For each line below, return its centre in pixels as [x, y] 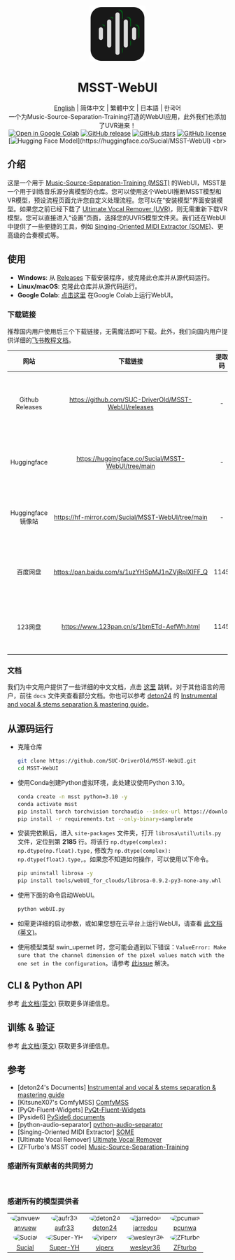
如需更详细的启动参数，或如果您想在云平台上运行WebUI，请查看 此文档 [120, 923]
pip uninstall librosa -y [55, 873]
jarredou [145, 1228]
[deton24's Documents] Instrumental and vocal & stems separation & [117, 1087]
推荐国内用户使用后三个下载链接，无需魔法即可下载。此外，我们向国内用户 [114, 331]
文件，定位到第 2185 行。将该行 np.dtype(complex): [92, 842]
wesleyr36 [145, 1247]
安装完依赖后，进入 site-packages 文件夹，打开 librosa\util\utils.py [119, 833]
